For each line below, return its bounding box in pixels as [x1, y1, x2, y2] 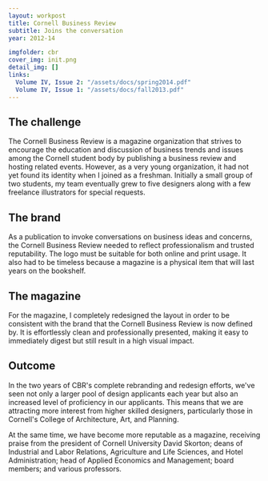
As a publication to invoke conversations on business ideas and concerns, [8, 232, 253, 242]
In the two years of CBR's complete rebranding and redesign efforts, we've [8, 380, 255, 390]
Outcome [8, 359, 56, 373]
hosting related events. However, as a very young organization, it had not [8, 162, 250, 172]
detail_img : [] [8, 63, 59, 72]
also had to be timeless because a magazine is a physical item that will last [8, 258, 254, 267]
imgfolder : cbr [8, 49, 59, 57]
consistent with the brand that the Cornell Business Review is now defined [8, 319, 254, 328]
